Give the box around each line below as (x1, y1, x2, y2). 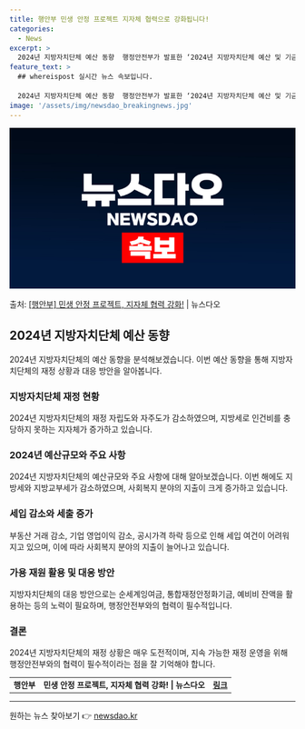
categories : (9, 24, 54, 34)
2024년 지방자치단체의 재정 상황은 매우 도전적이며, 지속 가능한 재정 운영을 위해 (9, 647, 289, 658)
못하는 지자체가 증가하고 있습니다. (33, 424, 152, 435)
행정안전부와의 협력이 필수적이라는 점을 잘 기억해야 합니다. (9, 659, 216, 670)
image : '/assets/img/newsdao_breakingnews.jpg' (9, 101, 193, 110)
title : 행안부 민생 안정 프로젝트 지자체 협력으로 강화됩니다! (9, 15, 210, 24)
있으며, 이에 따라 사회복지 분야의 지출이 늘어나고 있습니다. (25, 541, 230, 552)
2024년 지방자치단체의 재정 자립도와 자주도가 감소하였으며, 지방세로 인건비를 (9, 413, 281, 424)
